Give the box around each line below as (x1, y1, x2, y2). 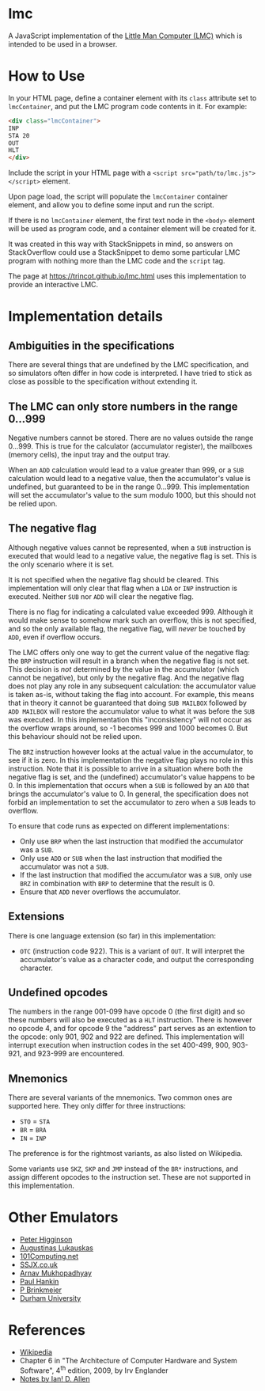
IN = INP (19, 1133, 47, 1143)
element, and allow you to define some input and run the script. (8, 200, 215, 210)
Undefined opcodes (8, 986, 108, 999)
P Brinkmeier (19, 1285, 62, 1294)
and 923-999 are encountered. (23, 1049, 125, 1059)
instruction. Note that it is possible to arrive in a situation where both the (8, 764, 244, 773)
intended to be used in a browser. (8, 39, 118, 48)
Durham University (19, 1294, 81, 1303)
